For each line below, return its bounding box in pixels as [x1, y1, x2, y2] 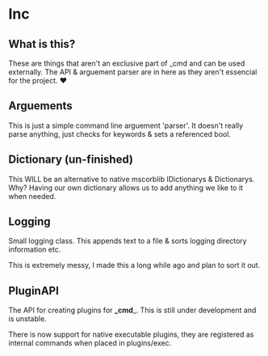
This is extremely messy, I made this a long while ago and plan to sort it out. [8, 261, 261, 270]
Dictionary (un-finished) [8, 153, 133, 167]
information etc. [8, 244, 61, 255]
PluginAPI [8, 284, 59, 298]
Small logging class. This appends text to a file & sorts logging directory [8, 236, 248, 246]
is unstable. [8, 314, 47, 324]
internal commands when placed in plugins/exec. [8, 338, 172, 348]
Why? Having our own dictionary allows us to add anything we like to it [8, 183, 244, 193]
